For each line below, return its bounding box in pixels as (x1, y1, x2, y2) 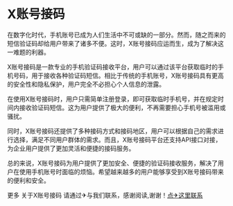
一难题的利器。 (7, 48, 50, 56)
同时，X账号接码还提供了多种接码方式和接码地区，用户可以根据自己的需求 (7, 126, 218, 135)
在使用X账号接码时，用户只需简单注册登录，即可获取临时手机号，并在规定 (7, 94, 218, 103)
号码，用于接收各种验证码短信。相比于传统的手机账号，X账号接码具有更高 (12, 71, 224, 80)
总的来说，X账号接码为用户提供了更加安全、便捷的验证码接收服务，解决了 (7, 159, 218, 167)
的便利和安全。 (7, 176, 50, 184)
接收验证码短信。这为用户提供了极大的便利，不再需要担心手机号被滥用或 (19, 103, 226, 112)
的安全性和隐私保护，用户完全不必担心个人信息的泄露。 (7, 80, 165, 88)
